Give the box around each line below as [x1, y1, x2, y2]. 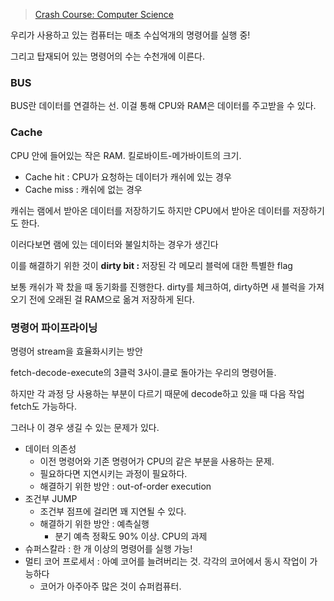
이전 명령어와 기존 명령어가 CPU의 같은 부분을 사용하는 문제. [39, 455, 275, 467]
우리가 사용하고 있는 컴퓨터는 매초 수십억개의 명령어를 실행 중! [10, 29, 251, 41]
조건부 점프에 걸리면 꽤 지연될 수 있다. [39, 505, 187, 517]
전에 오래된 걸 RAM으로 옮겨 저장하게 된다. [28, 293, 195, 305]
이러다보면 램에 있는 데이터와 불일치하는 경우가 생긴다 [10, 238, 219, 250]
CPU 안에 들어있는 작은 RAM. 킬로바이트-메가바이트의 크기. [10, 149, 242, 161]
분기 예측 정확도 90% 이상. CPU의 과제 [54, 530, 208, 542]
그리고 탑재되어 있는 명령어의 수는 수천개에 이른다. [10, 50, 206, 62]
